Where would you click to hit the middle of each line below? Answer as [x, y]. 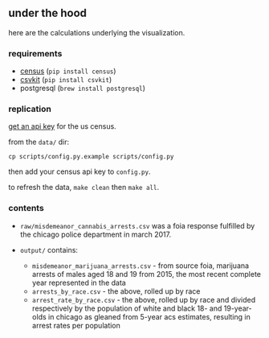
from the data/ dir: [39, 142]
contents [26, 208]
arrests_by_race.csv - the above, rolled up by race [116, 291]
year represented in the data [79, 282]
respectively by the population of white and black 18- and [127, 308]
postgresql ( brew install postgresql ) [83, 89]
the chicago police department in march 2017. [96, 234]
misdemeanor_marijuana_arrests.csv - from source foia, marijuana [141, 266]
